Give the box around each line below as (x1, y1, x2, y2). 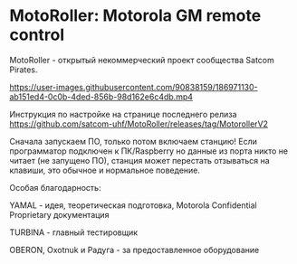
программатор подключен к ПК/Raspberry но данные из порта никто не (9, 146, 288, 156)
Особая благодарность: (9, 182, 101, 193)
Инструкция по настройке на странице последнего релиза (9, 108, 237, 119)
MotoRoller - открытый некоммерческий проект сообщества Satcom (9, 54, 274, 65)
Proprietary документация (9, 209, 110, 220)
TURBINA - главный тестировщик (9, 227, 139, 238)
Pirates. (9, 64, 38, 75)
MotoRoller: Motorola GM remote (9, 5, 262, 26)
